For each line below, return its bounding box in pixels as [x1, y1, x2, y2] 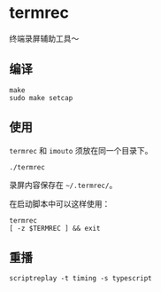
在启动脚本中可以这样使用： [9, 198, 111, 209]
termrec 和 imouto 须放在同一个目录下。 [9, 145, 153, 155]
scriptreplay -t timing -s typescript [9, 274, 152, 283]
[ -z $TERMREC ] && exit [9, 224, 101, 233]
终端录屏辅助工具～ [9, 33, 80, 43]
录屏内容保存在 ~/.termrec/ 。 [9, 179, 118, 190]
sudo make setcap [9, 93, 73, 102]
